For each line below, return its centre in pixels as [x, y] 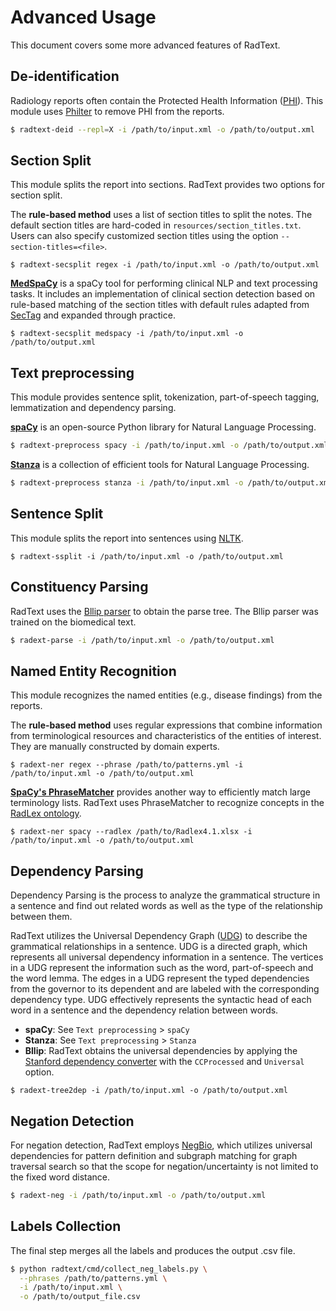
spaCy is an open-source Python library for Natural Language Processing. [163, 427]
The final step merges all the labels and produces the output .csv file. [153, 1250]
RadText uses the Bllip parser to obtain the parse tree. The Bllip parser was [164, 611]
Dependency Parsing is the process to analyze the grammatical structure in [165, 895]
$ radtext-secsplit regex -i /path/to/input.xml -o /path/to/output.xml [165, 265]
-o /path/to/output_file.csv [80, 1297]
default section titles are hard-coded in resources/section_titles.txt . [156, 225]
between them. [41, 917]
